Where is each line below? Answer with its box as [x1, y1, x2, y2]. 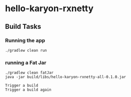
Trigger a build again [5, 87, 52, 93]
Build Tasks [5, 22, 41, 31]
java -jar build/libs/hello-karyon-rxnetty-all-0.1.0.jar [5, 75, 126, 79]
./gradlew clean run [5, 48, 48, 53]
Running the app [5, 37, 46, 44]
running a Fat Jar [5, 59, 47, 66]
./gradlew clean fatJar [5, 70, 54, 76]
